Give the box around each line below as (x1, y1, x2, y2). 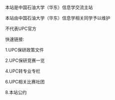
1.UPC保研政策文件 (5, 47, 44, 52)
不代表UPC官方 (5, 25, 36, 31)
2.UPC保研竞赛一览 (5, 57, 45, 63)
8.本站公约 (5, 89, 27, 95)
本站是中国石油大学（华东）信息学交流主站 (5, 4, 93, 10)
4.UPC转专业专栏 (5, 68, 41, 74)
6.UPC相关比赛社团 (5, 79, 45, 84)
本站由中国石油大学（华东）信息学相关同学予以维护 (5, 15, 110, 21)
